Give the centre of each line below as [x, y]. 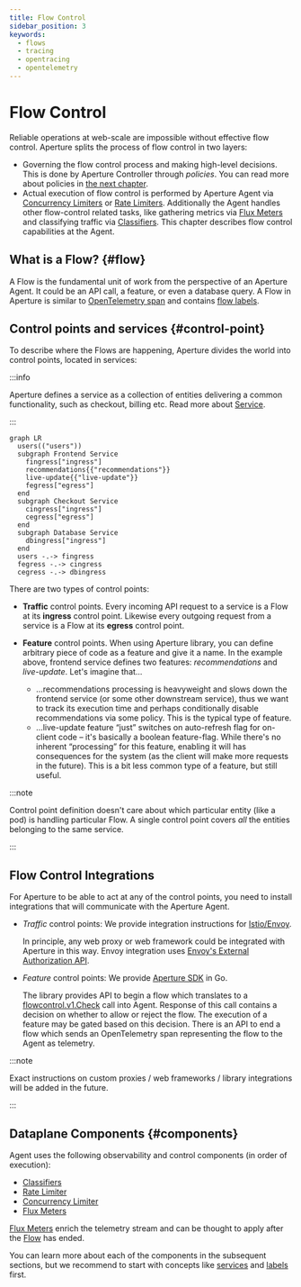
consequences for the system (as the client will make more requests [162, 757]
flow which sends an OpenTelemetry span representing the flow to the [152, 1034]
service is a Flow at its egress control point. [103, 626]
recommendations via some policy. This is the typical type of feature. [164, 718]
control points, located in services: [73, 360]
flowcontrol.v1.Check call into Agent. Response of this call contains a [150, 1005]
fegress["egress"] [60, 486]
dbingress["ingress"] [66, 541]
